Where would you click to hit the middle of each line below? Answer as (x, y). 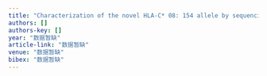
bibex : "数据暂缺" (37, 60)
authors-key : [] (35, 30)
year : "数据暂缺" (35, 38)
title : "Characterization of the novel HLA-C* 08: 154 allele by (118, 15)
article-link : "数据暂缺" (49, 45)
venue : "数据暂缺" (37, 52)
